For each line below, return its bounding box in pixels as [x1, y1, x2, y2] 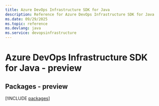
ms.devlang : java [5, 26, 41, 31]
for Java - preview [5, 63, 82, 74]
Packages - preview [5, 82, 68, 91]
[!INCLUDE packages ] [5, 96, 50, 101]
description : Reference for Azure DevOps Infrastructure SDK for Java [5, 12, 155, 17]
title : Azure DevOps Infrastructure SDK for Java [5, 7, 110, 12]
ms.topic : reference [5, 21, 48, 26]
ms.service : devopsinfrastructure [5, 30, 77, 35]
